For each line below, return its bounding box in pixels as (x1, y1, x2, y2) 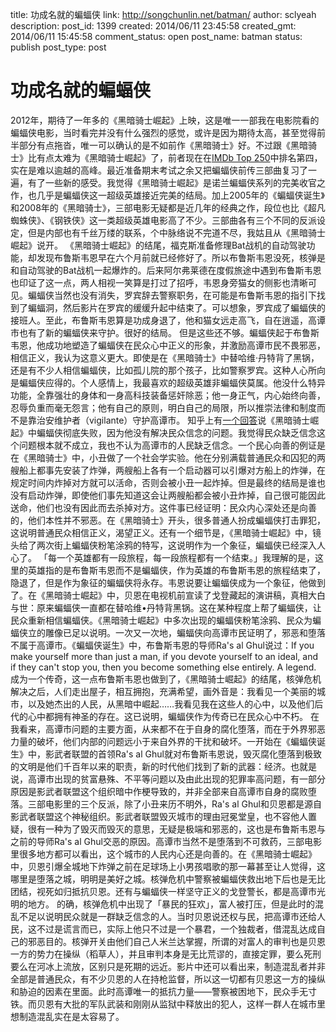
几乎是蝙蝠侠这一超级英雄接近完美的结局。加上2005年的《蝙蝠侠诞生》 (36, 189, 325, 201)
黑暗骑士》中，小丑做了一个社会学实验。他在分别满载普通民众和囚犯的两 (27, 451, 326, 463)
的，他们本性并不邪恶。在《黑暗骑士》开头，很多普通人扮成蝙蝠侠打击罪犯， (10, 514, 326, 526)
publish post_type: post (10, 41, 107, 53)
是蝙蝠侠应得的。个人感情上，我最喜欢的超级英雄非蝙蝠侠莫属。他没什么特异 (10, 376, 326, 388)
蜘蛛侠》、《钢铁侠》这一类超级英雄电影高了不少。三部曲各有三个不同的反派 (10, 214, 317, 226)
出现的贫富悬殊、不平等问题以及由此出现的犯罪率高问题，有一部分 (53, 773, 326, 785)
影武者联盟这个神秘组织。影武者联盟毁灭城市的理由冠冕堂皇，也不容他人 (10, 810, 308, 822)
